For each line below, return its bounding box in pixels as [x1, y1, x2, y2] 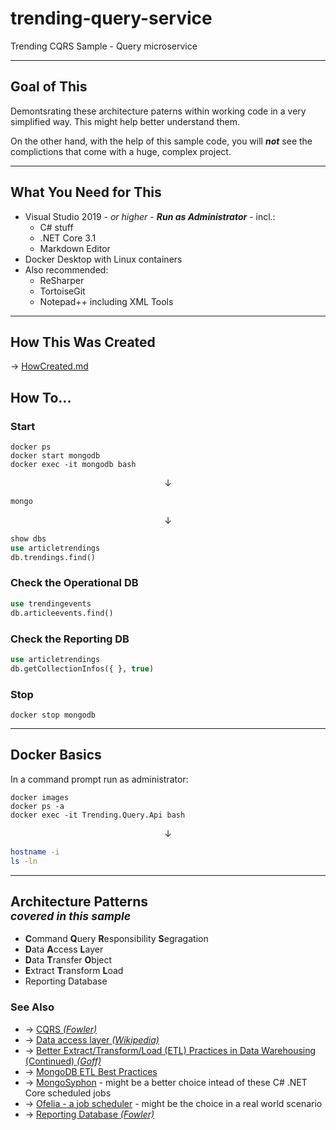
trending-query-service [10, 7, 213, 30]
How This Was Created [10, 333, 156, 351]
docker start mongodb [10, 451, 101, 461]
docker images [10, 792, 70, 802]
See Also [10, 1000, 55, 1014]
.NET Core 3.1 [39, 232, 97, 244]
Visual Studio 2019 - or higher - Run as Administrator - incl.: [24, 210, 276, 222]
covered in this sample [10, 908, 132, 923]
